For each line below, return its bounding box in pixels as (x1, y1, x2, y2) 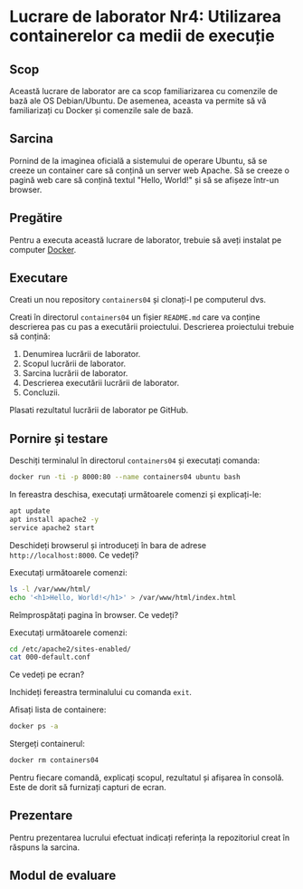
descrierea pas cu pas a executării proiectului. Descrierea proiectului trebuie (9, 322, 295, 333)
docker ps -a (9, 722, 59, 731)
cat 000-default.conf (9, 652, 91, 662)
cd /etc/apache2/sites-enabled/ (9, 644, 131, 653)
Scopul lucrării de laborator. (22, 358, 127, 369)
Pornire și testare (9, 430, 109, 446)
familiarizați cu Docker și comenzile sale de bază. (9, 105, 194, 115)
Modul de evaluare (9, 868, 117, 884)
